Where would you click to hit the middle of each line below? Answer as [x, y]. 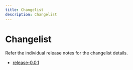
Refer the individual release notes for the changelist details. [66, 53]
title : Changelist [24, 10]
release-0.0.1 [26, 62]
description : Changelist [31, 14]
